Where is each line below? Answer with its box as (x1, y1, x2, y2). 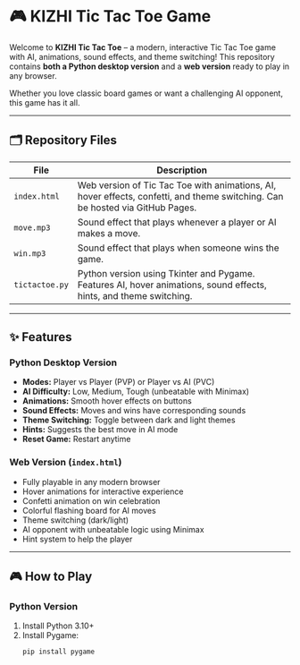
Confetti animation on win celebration (21, 495, 161, 506)
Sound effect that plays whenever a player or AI (77, 216, 277, 228)
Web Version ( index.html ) (9, 456, 122, 469)
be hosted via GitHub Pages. (77, 201, 197, 214)
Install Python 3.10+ (21, 620, 95, 631)
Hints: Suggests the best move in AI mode (21, 424, 179, 435)
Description (155, 164, 208, 176)
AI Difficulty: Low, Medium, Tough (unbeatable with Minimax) (21, 386, 250, 397)
